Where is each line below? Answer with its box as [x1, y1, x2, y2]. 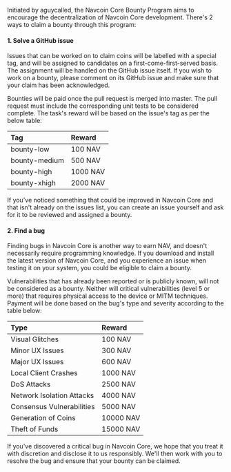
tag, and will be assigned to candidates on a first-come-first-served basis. [7, 59, 219, 68]
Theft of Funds [10, 424, 59, 434]
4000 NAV [101, 390, 136, 400]
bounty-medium [10, 155, 64, 165]
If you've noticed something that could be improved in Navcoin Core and [7, 196, 214, 205]
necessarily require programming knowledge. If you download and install [7, 249, 214, 258]
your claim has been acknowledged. [7, 81, 110, 89]
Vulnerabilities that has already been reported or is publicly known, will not [7, 277, 219, 285]
